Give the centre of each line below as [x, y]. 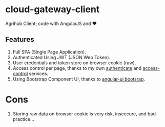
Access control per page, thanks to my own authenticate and [77, 68]
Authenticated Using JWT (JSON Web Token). [61, 57]
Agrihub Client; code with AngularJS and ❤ [51, 23]
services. [39, 73]
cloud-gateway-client [53, 9]
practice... [23, 119]
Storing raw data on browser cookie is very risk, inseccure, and [80, 114]
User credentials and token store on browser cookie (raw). [74, 63]
